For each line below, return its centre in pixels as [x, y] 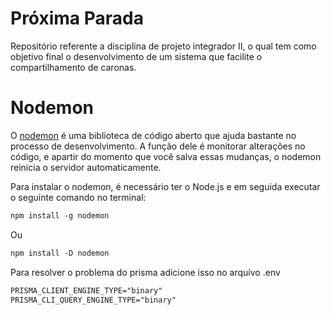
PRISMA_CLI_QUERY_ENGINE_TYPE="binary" [93, 300]
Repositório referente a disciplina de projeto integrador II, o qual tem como [163, 46]
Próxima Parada [77, 18]
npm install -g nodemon [60, 215]
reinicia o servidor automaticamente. [86, 167]
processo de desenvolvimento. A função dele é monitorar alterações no [158, 146]
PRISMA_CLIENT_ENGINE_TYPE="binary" [86, 290]
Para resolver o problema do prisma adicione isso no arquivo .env [145, 272]
